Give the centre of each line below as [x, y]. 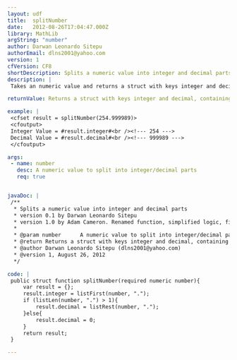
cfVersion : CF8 [30, 66]
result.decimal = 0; [66, 320]
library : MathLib [33, 34]
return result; [45, 333]
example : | [23, 112]
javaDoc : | [23, 196]
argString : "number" [38, 40]
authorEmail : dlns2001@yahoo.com [56, 54]
